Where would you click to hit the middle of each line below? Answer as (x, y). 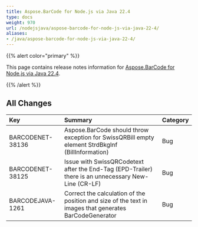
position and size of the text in (106, 200)
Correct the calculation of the (105, 193)
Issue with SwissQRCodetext (104, 162)
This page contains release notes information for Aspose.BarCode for (90, 67)
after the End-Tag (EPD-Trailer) (108, 169)
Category (175, 120)
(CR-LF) (89, 183)
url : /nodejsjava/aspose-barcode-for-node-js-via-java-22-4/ (83, 28)
